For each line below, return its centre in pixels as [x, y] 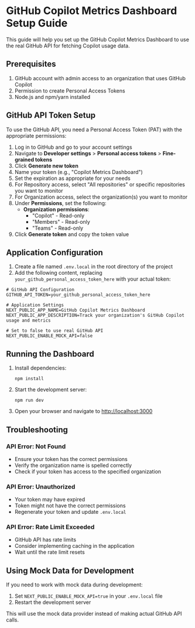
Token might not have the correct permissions [70, 506]
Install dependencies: [40, 368]
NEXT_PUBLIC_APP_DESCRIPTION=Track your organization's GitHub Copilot [95, 315]
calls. [13, 620]
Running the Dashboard [50, 354]
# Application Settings [35, 305]
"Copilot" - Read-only [58, 216]
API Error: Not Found [36, 446]
